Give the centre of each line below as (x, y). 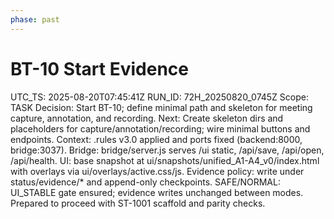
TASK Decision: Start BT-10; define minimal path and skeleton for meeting (161, 107)
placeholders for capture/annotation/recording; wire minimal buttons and (160, 128)
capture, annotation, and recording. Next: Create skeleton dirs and (147, 118)
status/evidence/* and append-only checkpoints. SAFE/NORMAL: (145, 182)
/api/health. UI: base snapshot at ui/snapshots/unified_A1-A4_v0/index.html (165, 160)
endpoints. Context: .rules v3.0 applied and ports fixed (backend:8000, (156, 139)
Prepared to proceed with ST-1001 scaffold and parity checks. (138, 203)
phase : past (35, 19)
